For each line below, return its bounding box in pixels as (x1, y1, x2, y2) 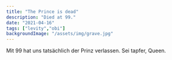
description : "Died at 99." (6, 14, 76, 20)
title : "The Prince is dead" (6, 8, 79, 15)
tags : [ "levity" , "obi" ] (6, 25, 66, 31)
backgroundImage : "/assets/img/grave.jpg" (6, 31, 113, 37)
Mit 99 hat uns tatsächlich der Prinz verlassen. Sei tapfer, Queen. (6, 47, 166, 54)
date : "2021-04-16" (6, 20, 55, 26)
